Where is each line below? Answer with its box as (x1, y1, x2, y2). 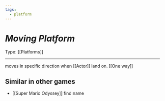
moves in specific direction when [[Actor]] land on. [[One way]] (5, 63, 134, 69)
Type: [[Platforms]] (5, 49, 43, 55)
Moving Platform (5, 33, 75, 44)
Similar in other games (5, 77, 76, 86)
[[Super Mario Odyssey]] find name (12, 90, 84, 96)
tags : (5, 7, 16, 12)
